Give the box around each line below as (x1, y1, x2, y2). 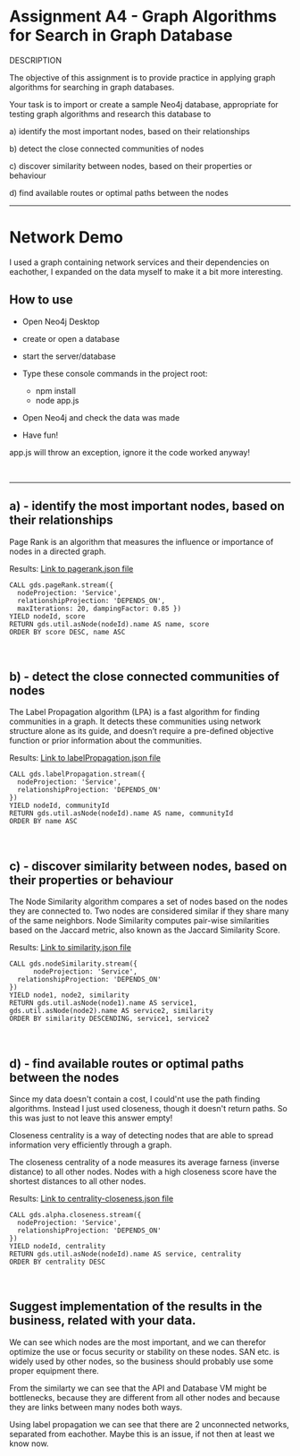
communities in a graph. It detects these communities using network (9, 716, 262, 727)
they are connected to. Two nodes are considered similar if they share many (9, 906, 289, 916)
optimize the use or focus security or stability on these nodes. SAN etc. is (9, 1346, 279, 1357)
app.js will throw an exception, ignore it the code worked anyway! (9, 447, 250, 457)
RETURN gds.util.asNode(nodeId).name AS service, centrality (9, 1249, 242, 1258)
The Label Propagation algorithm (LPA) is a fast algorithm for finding (9, 707, 261, 718)
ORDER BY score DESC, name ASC (9, 627, 126, 636)
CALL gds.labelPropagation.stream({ (9, 770, 146, 779)
